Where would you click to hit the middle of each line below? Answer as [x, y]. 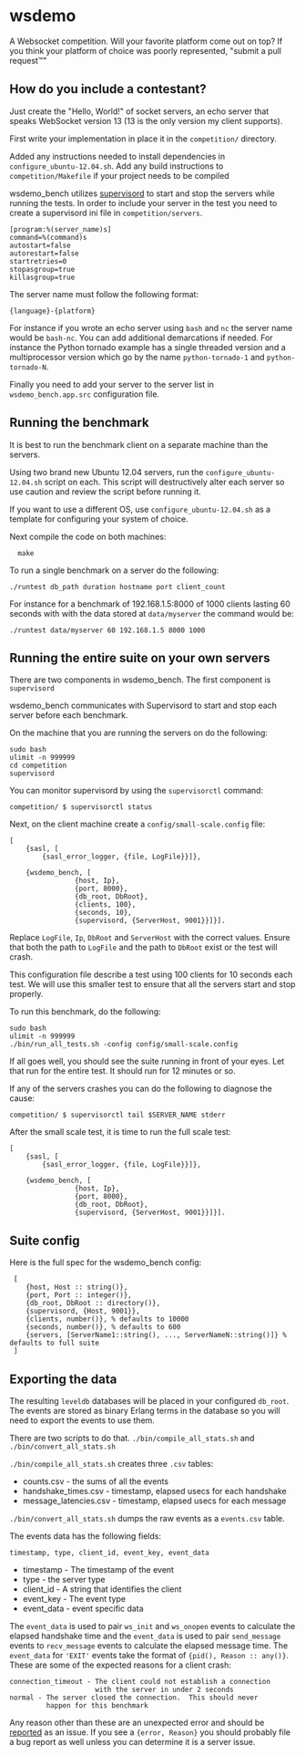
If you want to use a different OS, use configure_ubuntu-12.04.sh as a [140, 509]
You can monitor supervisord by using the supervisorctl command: [137, 791]
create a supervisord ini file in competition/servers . [106, 213]
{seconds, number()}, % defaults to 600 [103, 1327]
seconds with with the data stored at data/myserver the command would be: [152, 613]
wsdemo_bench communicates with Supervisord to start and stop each [143, 706]
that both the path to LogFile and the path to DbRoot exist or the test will [143, 947]
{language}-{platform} [52, 311]
